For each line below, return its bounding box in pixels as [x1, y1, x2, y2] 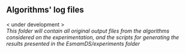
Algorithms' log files [6, 5, 84, 15]
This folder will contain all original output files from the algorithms [6, 27, 170, 34]
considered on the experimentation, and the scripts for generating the [6, 33, 179, 41]
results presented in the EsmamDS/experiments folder [6, 40, 140, 47]
